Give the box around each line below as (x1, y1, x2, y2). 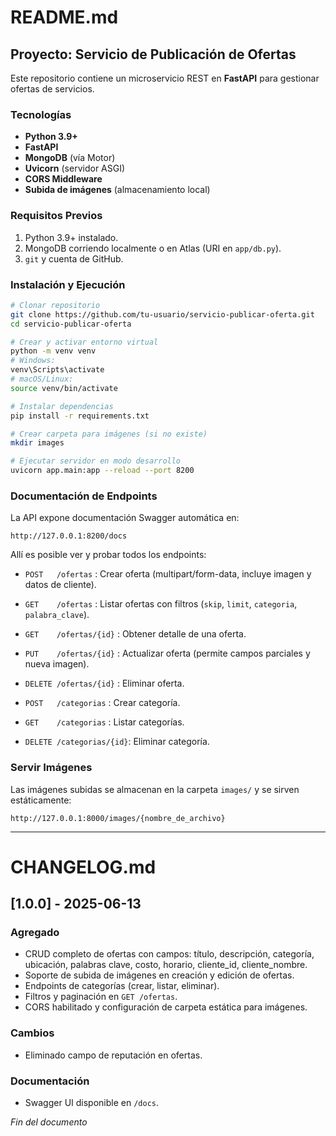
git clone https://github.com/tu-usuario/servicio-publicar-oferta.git (10, 309, 315, 320)
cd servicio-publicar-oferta (10, 319, 132, 329)
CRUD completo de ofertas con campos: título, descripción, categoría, (24, 948, 315, 960)
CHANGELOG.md (10, 856, 157, 878)
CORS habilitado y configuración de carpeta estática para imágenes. (24, 1001, 308, 1013)
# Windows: (10, 356, 56, 366)
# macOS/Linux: (10, 374, 74, 385)
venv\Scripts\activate (10, 365, 105, 375)
